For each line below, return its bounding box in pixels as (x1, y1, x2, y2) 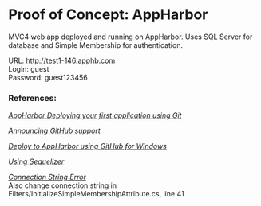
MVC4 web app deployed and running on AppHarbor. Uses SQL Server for (8, 32, 253, 41)
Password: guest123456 (8, 72, 88, 82)
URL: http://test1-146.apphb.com (8, 56, 116, 65)
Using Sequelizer (8, 157, 65, 166)
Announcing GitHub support (8, 126, 101, 136)
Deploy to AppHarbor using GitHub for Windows (8, 142, 168, 151)
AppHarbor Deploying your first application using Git (8, 111, 182, 120)
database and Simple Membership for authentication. (8, 40, 184, 49)
